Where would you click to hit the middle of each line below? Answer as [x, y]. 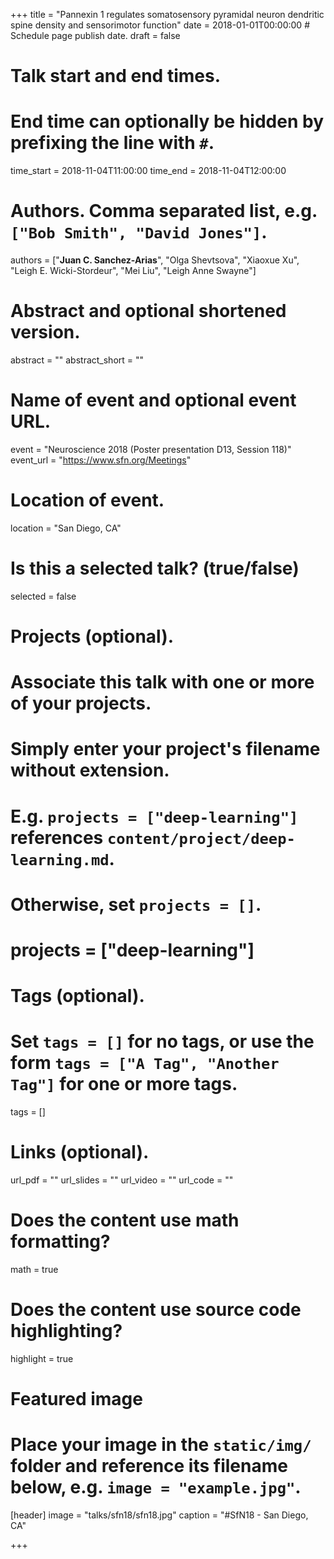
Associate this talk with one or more [162, 682]
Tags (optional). [77, 996]
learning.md [60, 859]
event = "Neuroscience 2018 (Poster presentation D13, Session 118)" [151, 449]
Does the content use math [125, 1220]
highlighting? [66, 1331]
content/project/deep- [201, 838]
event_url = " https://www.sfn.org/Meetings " [101, 460]
